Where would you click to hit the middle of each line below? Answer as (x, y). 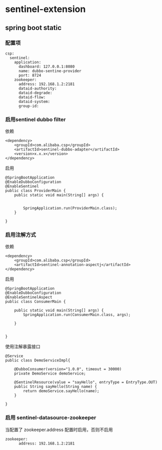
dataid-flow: (32, 97)
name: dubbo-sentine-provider (50, 71)
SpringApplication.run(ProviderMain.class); (70, 208)
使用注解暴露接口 (23, 346)
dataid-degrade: (35, 93)
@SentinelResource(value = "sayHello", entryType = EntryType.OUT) (86, 382)
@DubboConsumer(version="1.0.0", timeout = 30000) (68, 369)
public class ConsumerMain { (35, 302)
